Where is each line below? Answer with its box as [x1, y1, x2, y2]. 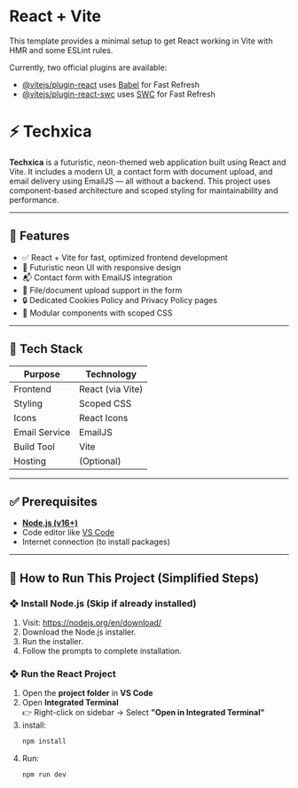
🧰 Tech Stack [9, 341, 83, 356]
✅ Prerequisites [9, 494, 98, 509]
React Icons [78, 411, 129, 424]
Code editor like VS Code [21, 527, 115, 538]
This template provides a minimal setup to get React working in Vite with [9, 35, 273, 46]
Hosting [13, 455, 47, 467]
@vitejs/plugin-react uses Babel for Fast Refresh [21, 79, 200, 90]
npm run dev [21, 770, 67, 779]
